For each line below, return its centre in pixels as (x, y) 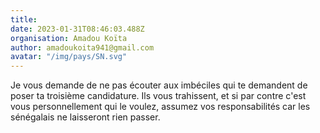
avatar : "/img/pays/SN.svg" (69, 57)
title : (24, 19)
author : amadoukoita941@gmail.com (82, 47)
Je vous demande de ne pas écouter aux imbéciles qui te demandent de (159, 85)
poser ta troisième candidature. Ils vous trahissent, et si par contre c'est (158, 96)
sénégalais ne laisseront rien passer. (85, 117)
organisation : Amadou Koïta (69, 38)
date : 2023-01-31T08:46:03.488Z (77, 29)
